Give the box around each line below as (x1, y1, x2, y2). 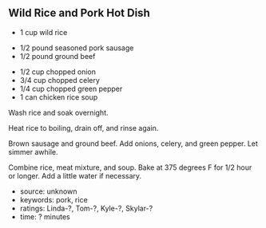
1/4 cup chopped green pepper (19, 84, 123, 93)
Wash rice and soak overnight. (8, 108, 109, 117)
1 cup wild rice (19, 27, 68, 37)
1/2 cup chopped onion (19, 67, 97, 77)
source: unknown (19, 187, 77, 196)
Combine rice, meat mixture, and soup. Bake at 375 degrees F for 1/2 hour (8, 163, 252, 172)
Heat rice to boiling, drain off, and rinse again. (8, 123, 159, 132)
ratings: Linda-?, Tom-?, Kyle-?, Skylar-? (19, 203, 153, 213)
